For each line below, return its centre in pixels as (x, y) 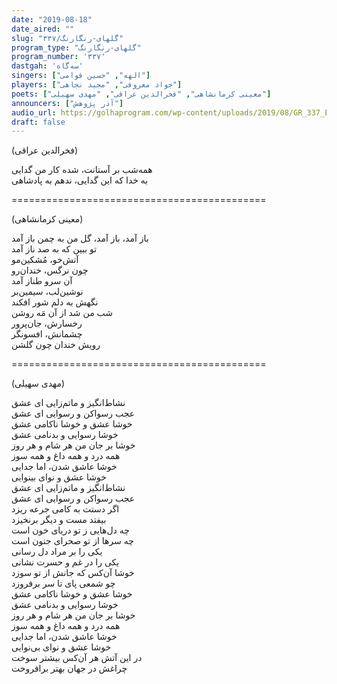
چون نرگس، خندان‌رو (50, 270)
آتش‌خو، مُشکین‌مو (45, 260)
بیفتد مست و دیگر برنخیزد (59, 520)
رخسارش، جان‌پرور (47, 323)
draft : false (38, 122)
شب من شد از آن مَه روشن (62, 313)
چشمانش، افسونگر (47, 334)
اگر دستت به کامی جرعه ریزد (65, 509)
